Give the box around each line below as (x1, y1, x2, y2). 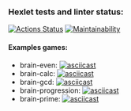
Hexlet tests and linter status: (8, 6, 124, 17)
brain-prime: (19, 94, 61, 103)
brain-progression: (19, 86, 81, 95)
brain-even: (19, 60, 58, 70)
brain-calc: (19, 68, 56, 78)
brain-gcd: (19, 77, 54, 86)
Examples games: (8, 42, 69, 52)
